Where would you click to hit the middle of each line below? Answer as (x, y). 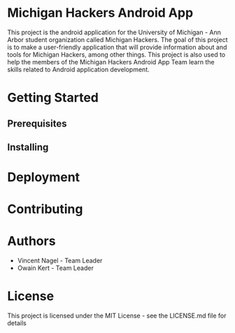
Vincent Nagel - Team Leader (60, 261)
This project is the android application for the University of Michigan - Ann (114, 32)
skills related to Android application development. (78, 69)
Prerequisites (37, 123)
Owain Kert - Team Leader (56, 268)
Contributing (45, 210)
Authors (31, 241)
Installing (28, 147)
